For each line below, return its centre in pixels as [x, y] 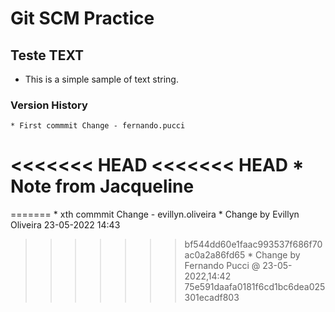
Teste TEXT [47, 55]
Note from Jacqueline [102, 186]
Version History [49, 105]
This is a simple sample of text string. [101, 79]
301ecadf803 [212, 298]
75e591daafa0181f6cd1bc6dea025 [255, 287]
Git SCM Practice [82, 18]
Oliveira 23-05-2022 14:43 [65, 225]
